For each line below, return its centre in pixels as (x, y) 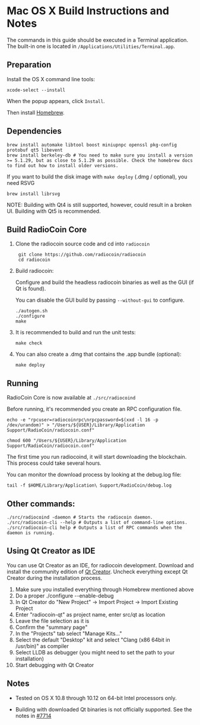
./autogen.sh (31, 311)
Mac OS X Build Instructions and (88, 11)
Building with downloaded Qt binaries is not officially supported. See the (104, 709)
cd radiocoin (34, 260)
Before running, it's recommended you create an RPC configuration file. (94, 409)
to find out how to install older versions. (63, 165)
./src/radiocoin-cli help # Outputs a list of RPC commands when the (95, 528)
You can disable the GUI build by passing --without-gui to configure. (100, 300)
